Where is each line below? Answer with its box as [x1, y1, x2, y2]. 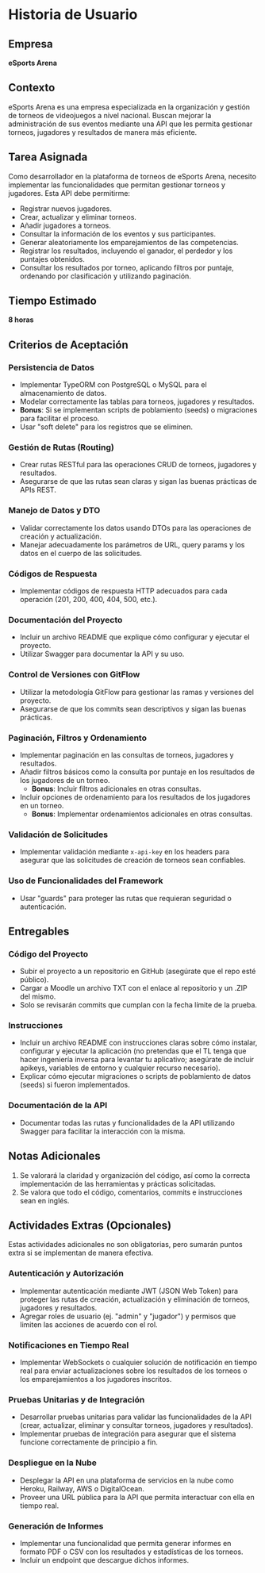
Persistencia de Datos [8, 362, 95, 373]
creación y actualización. [19, 531, 102, 541]
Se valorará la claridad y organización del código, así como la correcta [19, 1170, 251, 1180]
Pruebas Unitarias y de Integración [8, 1394, 145, 1405]
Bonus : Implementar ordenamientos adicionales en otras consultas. [31, 809, 253, 819]
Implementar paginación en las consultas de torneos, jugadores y [19, 750, 234, 759]
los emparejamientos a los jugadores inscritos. [19, 1375, 172, 1383]
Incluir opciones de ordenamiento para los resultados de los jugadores [19, 792, 251, 802]
